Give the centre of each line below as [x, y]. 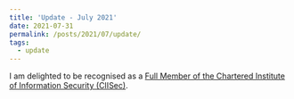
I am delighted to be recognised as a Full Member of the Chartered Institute [147, 76]
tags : [19, 42]
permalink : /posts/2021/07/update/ [75, 34]
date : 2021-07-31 [41, 26]
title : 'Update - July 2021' [63, 17]
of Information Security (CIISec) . [69, 86]
